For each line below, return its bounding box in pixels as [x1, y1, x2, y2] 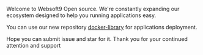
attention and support [6, 42, 61, 49]
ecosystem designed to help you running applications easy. [6, 12, 157, 19]
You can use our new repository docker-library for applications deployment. [6, 24, 197, 31]
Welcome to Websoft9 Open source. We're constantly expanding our [6, 5, 180, 12]
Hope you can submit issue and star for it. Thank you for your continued [6, 35, 188, 42]
